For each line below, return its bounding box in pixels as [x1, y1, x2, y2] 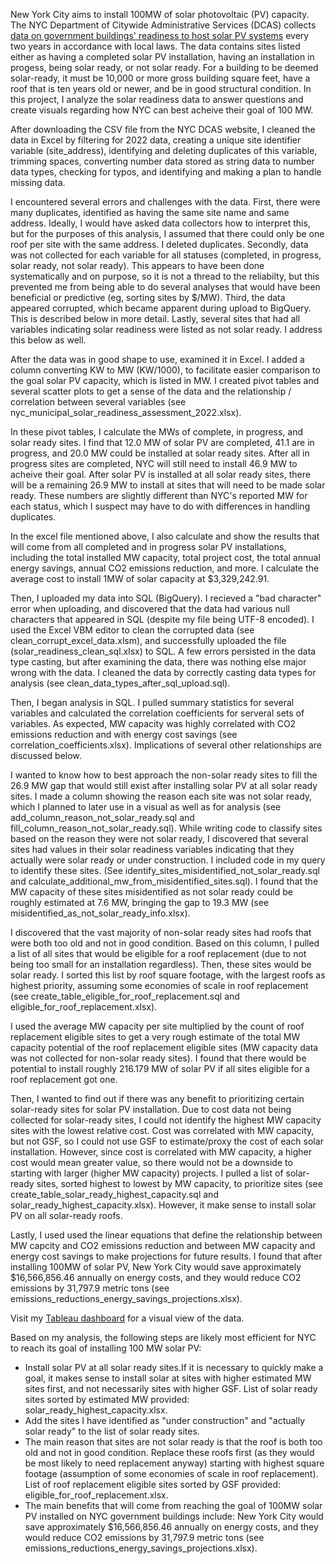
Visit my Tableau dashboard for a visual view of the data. [10, 1312, 245, 1324]
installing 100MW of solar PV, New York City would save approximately [10, 1261, 302, 1273]
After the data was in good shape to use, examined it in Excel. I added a [10, 354, 305, 365]
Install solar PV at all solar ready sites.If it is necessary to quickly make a [24, 1362, 324, 1373]
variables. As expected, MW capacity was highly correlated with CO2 [10, 718, 297, 729]
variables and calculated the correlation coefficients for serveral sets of [10, 707, 305, 719]
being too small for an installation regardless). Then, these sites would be [10, 959, 312, 970]
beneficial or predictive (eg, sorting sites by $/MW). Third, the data [10, 292, 286, 303]
